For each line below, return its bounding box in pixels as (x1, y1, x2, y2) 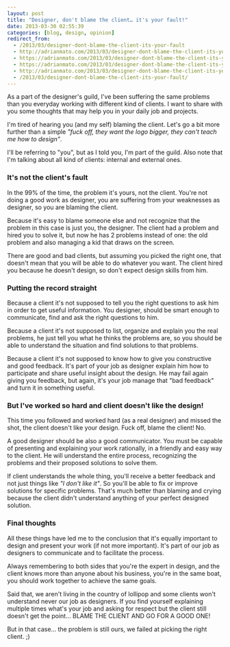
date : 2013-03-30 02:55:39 (7, 23, 84, 30)
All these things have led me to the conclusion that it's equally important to (7, 534, 218, 542)
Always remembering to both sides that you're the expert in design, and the (7, 562, 220, 570)
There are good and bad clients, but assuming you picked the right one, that (7, 251, 222, 259)
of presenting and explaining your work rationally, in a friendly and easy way (7, 444, 222, 453)
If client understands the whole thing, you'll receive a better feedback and (7, 472, 216, 480)
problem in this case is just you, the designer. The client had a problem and (7, 224, 219, 232)
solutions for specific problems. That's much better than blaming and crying (7, 486, 222, 495)
